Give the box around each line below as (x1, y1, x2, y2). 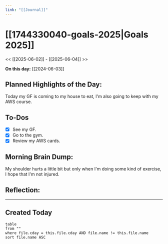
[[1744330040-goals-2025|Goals (5, 28, 148, 40)
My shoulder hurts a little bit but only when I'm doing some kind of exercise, (5, 166, 161, 172)
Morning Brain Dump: (5, 152, 73, 161)
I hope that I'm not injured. (5, 171, 59, 177)
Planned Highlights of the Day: (5, 80, 102, 88)
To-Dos (5, 113, 29, 121)
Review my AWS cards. (12, 138, 60, 144)
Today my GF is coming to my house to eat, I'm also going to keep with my (5, 93, 158, 99)
